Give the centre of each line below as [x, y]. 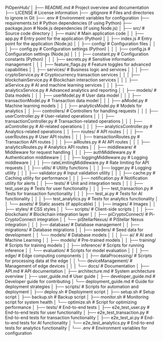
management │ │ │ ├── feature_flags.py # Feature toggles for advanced [78, 64]
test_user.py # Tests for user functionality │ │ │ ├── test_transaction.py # [79, 188]
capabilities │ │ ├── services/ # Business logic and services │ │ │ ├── [77, 70]
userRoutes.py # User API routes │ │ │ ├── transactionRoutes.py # [72, 137]
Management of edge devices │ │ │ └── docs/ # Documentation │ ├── [77, 266]
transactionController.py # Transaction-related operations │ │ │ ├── [74, 121]
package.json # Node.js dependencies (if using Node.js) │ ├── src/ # [75, 28]
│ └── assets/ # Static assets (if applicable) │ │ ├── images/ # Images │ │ [81, 204]
